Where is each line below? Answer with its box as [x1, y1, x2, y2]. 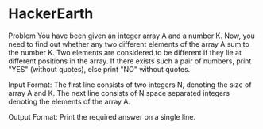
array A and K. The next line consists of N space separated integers [8, 88, 230, 97]
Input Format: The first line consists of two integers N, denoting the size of [8, 80, 252, 89]
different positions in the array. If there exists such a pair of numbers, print [8, 56, 252, 66]
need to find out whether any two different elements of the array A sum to [8, 39, 250, 48]
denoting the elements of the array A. [8, 97, 131, 106]
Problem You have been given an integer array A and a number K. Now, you [8, 31, 256, 40]
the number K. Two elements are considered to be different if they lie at [8, 47, 242, 57]
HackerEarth [8, 5, 94, 23]
